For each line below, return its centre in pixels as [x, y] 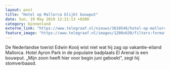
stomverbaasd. [21, 63]
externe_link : [20, 28]
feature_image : [21, 33]
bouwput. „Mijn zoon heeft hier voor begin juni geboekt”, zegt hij [72, 58]
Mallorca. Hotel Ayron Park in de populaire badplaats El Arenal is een [77, 52]
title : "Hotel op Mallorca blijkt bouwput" [52, 14]
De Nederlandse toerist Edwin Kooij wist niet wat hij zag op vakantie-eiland [83, 47]
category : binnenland [28, 24]
